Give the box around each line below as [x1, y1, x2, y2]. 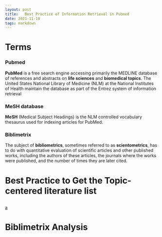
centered [5, 185, 43, 196]
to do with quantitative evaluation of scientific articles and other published [5, 147, 154, 153]
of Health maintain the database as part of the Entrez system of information [5, 86, 157, 91]
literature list [44, 185, 97, 196]
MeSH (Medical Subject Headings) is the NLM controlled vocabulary [5, 114, 143, 120]
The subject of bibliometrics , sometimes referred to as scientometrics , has [5, 142, 157, 148]
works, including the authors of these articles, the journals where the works [5, 153, 157, 159]
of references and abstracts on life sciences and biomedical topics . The [5, 75, 151, 81]
